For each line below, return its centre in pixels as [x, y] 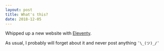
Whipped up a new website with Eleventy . [49, 33]
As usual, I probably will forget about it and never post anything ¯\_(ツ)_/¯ [82, 43]
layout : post [19, 10]
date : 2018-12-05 [23, 19]
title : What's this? [27, 14]
